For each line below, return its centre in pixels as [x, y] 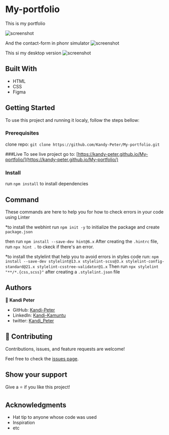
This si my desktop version [33, 53]
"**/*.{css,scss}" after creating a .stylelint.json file [63, 272]
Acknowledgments [36, 405]
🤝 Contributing [29, 337]
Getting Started [30, 108]
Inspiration [24, 423]
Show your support [36, 374]
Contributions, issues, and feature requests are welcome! [65, 349]
